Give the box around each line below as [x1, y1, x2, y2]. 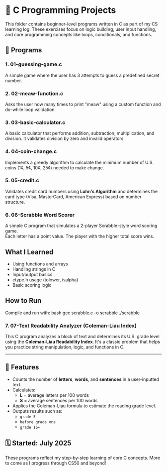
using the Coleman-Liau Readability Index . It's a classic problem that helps [5, 339, 161, 345]
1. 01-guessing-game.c [5, 61, 62, 68]
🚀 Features [5, 363, 39, 371]
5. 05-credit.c [5, 177, 39, 184]
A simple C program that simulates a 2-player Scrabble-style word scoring [5, 223, 158, 229]
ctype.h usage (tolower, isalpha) [12, 276, 79, 283]
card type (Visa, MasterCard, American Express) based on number [5, 194, 142, 200]
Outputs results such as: [12, 408, 63, 414]
